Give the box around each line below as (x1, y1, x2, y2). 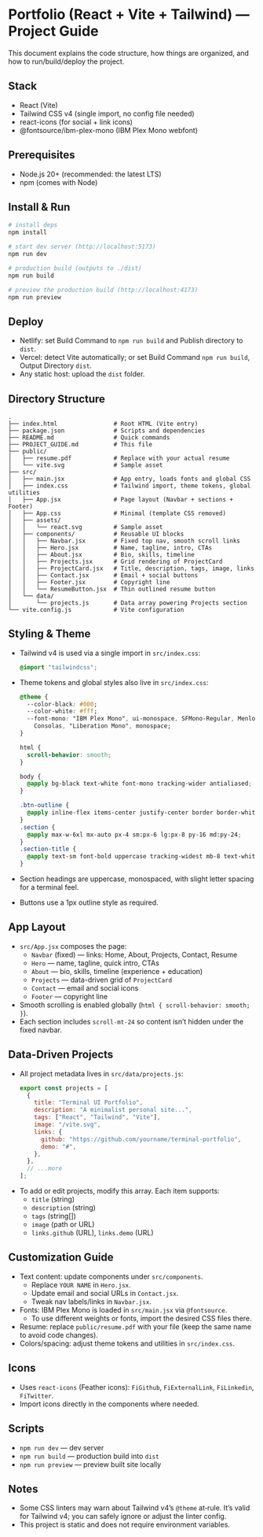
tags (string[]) (31, 1211, 77, 1221)
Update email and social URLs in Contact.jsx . (31, 1288, 179, 1298)
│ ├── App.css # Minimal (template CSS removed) (8, 509, 226, 517)
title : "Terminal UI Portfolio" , (34, 1098, 144, 1107)
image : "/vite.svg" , (34, 1120, 101, 1129)
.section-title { (19, 845, 77, 854)
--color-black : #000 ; (27, 700, 98, 708)
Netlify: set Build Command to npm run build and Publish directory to (19, 336, 243, 346)
